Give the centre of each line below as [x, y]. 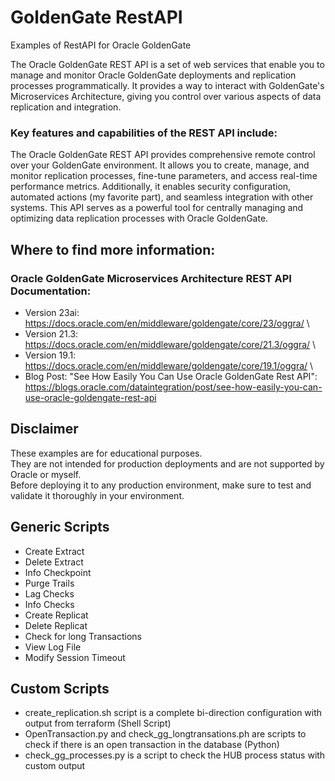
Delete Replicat [56, 625]
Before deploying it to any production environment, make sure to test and [161, 485]
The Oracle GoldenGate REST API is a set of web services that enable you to [167, 64]
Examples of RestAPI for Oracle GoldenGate [101, 45]
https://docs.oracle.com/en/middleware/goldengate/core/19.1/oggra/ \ [169, 365]
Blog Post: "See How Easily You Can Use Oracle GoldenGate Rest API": [171, 376]
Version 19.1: [50, 355]
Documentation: [51, 291]
